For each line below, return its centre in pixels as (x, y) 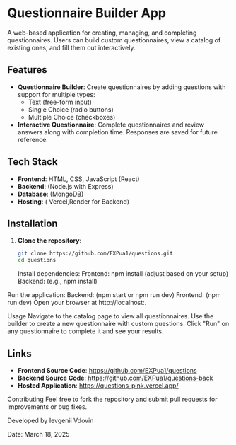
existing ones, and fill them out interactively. (71, 47)
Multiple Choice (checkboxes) (72, 117)
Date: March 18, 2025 (39, 434)
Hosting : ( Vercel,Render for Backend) (73, 201)
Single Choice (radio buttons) (71, 109)
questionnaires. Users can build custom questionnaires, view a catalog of (114, 40)
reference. (33, 139)
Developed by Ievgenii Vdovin (51, 420)
